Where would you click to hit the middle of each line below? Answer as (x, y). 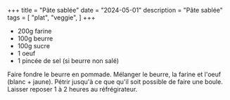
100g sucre (34, 46)
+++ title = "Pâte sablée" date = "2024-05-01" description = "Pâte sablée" (115, 10)
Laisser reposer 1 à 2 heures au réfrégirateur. (72, 89)
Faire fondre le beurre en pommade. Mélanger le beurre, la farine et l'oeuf (114, 74)
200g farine (34, 31)
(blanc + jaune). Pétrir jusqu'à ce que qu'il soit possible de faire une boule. (115, 82)
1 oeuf (26, 53)
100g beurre (35, 38)
